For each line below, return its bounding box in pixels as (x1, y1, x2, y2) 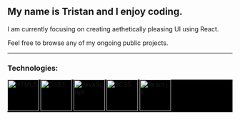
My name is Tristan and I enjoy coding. (7, 6, 183, 18)
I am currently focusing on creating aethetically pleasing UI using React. (7, 24, 219, 33)
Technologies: (7, 63, 59, 73)
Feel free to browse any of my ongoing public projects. (7, 39, 169, 47)
